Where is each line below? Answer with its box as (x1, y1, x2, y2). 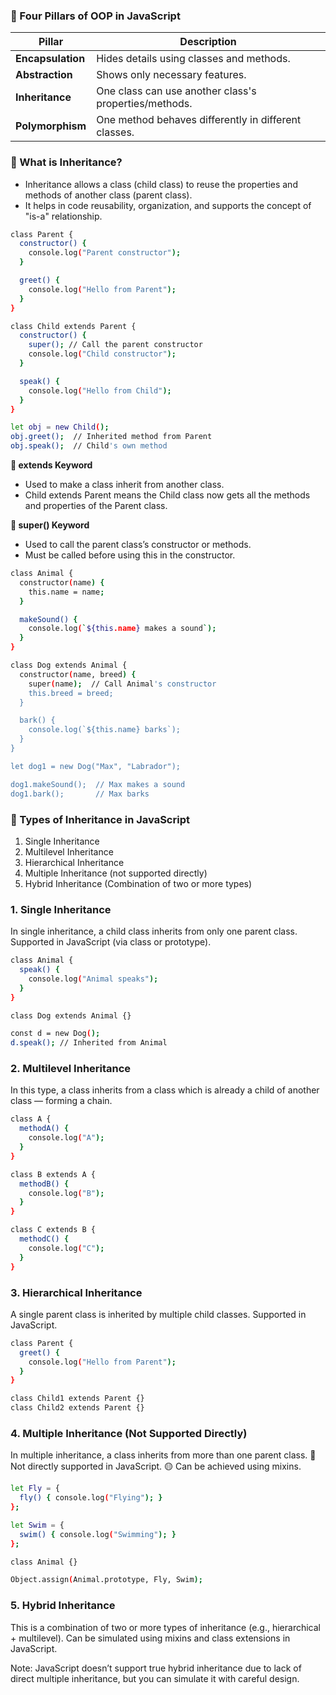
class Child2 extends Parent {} (10, 1403, 145, 1413)
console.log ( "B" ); (28, 1188, 105, 1198)
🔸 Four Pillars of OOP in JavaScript (10, 9, 181, 23)
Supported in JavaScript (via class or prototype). (10, 936, 212, 948)
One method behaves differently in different (96, 113, 302, 127)
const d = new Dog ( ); (10, 1029, 101, 1039)
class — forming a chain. (10, 1095, 113, 1107)
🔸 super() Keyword (10, 519, 90, 531)
